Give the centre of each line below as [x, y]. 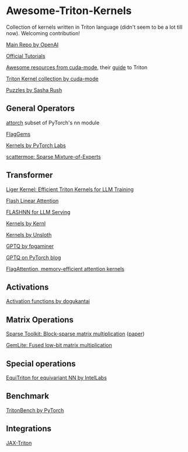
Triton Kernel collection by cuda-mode [52, 79]
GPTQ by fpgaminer [30, 246]
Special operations [41, 364]
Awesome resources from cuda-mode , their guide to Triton [77, 67]
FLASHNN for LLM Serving [38, 212]
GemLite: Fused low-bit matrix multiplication [59, 345]
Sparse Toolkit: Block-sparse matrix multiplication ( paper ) [75, 334]
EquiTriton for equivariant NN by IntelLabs [56, 378]
